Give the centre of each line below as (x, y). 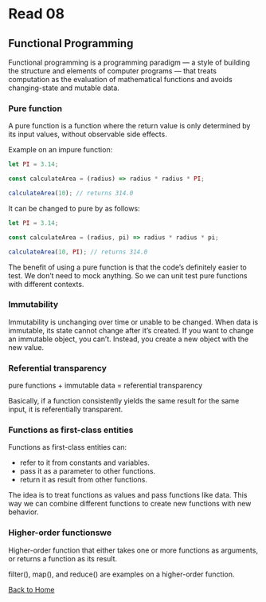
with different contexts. (46, 284)
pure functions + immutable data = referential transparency (106, 386)
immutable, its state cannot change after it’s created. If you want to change (131, 330)
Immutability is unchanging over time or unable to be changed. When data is (133, 322)
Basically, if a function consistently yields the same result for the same (124, 401)
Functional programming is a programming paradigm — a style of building (129, 62)
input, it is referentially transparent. (66, 409)
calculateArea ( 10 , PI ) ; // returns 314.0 (78, 252)
